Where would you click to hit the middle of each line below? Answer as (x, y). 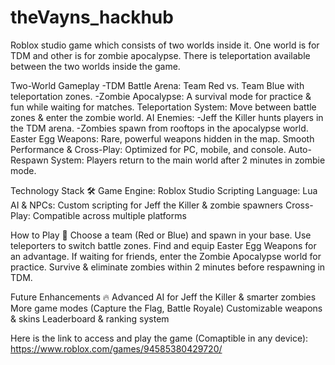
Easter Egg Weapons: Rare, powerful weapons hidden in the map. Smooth (162, 138)
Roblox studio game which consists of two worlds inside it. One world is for (165, 45)
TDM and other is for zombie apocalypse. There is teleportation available (160, 55)
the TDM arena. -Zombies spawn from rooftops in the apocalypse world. (159, 128)
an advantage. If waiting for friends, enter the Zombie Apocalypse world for (166, 256)
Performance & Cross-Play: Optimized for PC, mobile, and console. (148, 149)
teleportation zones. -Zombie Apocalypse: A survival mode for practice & (161, 96)
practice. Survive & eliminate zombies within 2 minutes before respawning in (168, 267)
